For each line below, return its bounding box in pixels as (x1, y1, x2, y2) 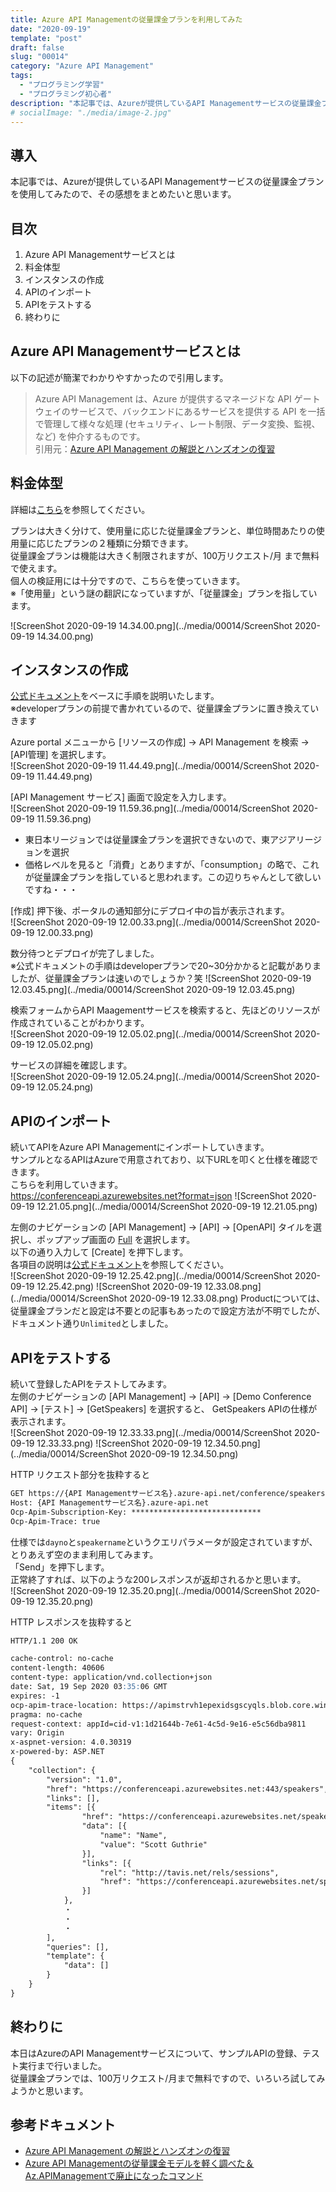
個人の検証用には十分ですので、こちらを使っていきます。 (10, 574, 246, 586)
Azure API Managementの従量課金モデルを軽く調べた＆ (24, 2157, 255, 2170)
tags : (10, 71, 33, 81)
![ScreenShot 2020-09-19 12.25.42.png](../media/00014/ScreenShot (10, 1270, 293, 1282)
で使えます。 (10, 562, 63, 574)
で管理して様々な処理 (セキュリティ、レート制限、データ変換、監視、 (34, 417, 321, 430)
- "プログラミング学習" (19, 80, 105, 90)
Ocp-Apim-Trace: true (10, 1516, 101, 1526)
